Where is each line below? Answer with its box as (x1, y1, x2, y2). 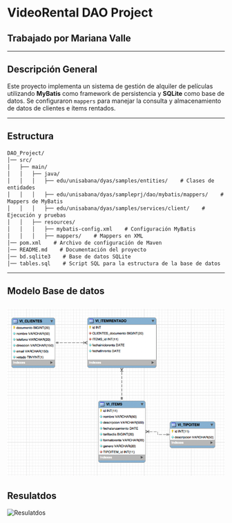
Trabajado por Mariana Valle (7, 32, 131, 44)
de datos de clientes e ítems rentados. (7, 103, 116, 112)
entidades (7, 184, 36, 191)
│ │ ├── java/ (7, 170, 60, 177)
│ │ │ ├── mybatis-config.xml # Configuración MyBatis (7, 226, 196, 233)
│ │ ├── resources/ (7, 219, 76, 226)
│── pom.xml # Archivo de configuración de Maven (7, 239, 162, 246)
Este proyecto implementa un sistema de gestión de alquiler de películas (7, 81, 213, 90)
